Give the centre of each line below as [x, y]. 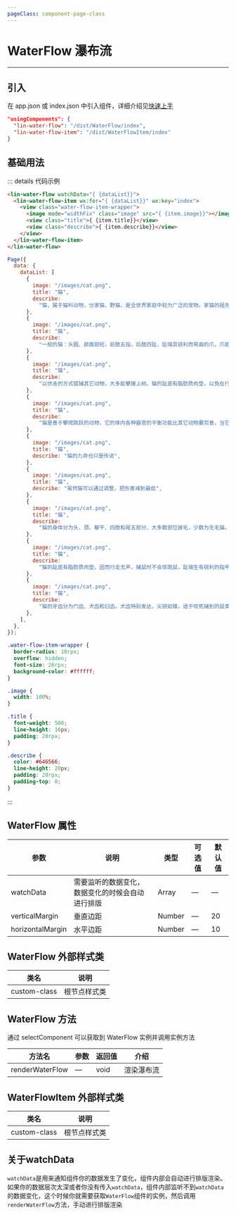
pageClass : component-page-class [56, 14]
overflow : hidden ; [41, 659]
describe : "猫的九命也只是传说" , [77, 456]
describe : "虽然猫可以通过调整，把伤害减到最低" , [98, 489]
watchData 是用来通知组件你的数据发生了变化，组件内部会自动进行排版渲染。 [117, 1178]
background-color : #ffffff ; [55, 671]
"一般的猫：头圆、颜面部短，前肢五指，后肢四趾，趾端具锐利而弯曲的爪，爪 [131, 344]
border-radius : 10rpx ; [47, 652]
